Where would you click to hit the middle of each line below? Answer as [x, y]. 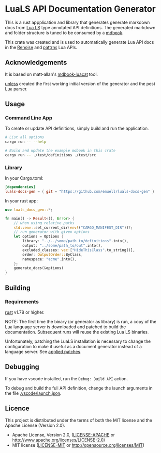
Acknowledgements [36, 62]
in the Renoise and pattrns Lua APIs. [41, 47]
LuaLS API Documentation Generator [80, 9]
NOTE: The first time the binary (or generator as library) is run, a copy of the [81, 321]
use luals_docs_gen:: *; [29, 210]
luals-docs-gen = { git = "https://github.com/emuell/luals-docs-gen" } [80, 192]
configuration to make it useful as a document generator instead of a [73, 346]
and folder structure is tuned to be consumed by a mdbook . [64, 33]
